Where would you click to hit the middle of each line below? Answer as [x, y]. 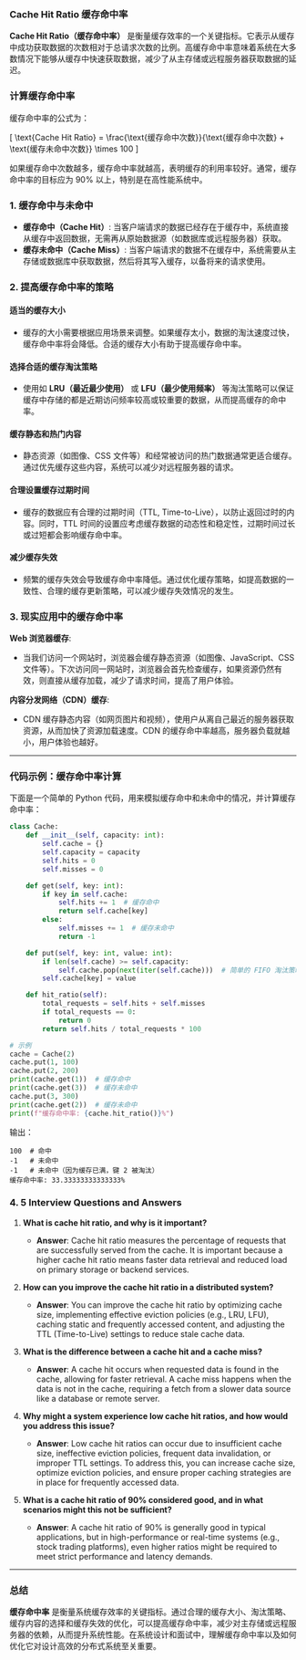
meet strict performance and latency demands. [124, 1556]
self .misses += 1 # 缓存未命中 [116, 928]
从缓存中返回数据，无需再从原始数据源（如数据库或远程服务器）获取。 [154, 238]
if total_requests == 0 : [89, 1012]
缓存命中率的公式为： [49, 118]
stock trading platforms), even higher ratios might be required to [157, 1546]
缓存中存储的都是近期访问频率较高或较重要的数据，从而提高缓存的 [146, 400]
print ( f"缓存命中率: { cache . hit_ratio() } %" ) [92, 1113]
